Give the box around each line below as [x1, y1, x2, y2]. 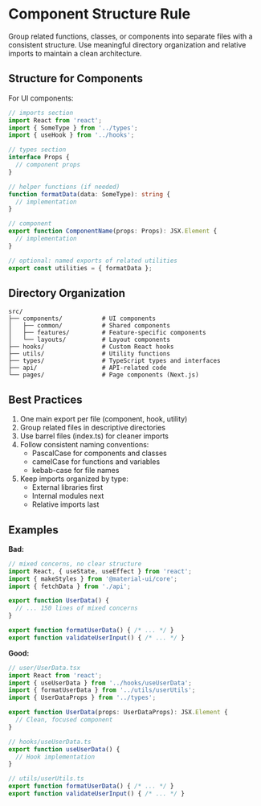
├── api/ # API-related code [8, 364, 167, 372]
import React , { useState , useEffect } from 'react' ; [8, 567, 193, 575]
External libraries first [31, 483, 104, 492]
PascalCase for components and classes [31, 448, 167, 459]
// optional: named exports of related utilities [8, 257, 178, 265]
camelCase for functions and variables [31, 457, 161, 467]
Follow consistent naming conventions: [19, 440, 149, 450]
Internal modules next [31, 491, 104, 501]
